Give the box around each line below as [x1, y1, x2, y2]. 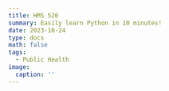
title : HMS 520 [8, 11, 59, 20]
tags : [8, 48, 26, 56]
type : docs [8, 33, 45, 42]
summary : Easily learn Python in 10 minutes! [8, 19, 162, 27]
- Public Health [15, 56, 69, 64]
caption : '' [15, 70, 56, 78]
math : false [8, 41, 48, 49]
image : [8, 63, 30, 71]
